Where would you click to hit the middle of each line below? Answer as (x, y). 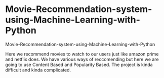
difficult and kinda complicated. (38, 70)
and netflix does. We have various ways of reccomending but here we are (82, 59)
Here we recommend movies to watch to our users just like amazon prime (82, 54)
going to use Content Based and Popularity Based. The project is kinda (79, 64)
